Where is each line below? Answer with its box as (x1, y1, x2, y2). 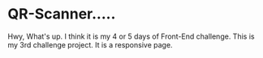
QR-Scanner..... (7, 5, 116, 23)
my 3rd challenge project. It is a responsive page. (7, 39, 173, 49)
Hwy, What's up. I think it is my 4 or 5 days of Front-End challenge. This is (7, 31, 255, 41)
